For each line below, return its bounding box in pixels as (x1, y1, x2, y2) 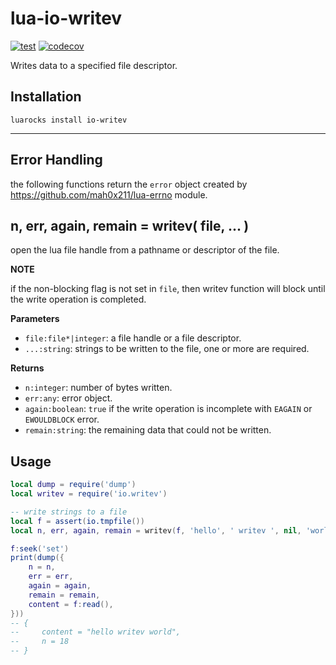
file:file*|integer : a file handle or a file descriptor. (24, 332, 242, 344)
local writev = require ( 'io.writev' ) (10, 489, 168, 499)
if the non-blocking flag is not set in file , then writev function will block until (10, 283, 326, 295)
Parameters (10, 313, 60, 325)
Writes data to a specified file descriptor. (10, 59, 178, 71)
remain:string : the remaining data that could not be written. (24, 424, 272, 436)
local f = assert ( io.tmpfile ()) (10, 516, 145, 526)
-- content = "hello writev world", (10, 627, 182, 637)
